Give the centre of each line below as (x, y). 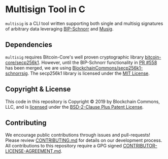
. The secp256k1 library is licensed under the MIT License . (89, 73)
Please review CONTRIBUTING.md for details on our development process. (84, 140)
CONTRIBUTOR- (140, 146)
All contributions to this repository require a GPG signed (64, 146)
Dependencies (29, 45)
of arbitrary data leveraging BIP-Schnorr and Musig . (59, 28)
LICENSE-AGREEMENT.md (33, 151)
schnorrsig (16, 73)
